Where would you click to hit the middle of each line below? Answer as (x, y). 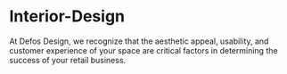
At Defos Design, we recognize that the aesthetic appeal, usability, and (139, 41)
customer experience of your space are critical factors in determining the (143, 50)
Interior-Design (67, 16)
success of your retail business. (68, 60)
